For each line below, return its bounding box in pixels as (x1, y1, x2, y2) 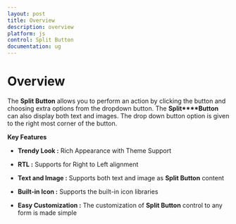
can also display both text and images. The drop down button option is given (7, 111, 230, 120)
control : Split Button (7, 37, 74, 44)
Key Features (7, 132, 47, 141)
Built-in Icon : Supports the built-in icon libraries (17, 187, 159, 196)
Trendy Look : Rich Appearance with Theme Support (17, 146, 172, 155)
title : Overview (7, 17, 55, 24)
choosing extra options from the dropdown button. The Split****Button (7, 104, 219, 113)
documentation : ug (7, 43, 61, 50)
